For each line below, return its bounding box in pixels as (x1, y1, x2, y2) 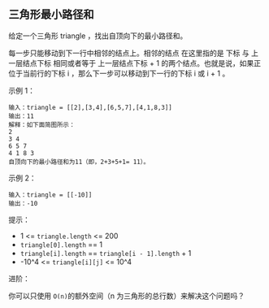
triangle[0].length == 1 (20, 239, 103, 249)
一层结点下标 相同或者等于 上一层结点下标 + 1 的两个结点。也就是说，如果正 (8, 58, 262, 67)
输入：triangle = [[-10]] (8, 190, 93, 199)
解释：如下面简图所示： (8, 120, 76, 128)
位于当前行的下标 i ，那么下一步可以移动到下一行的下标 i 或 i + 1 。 (8, 68, 230, 78)
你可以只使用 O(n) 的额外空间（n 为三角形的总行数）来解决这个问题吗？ (8, 291, 245, 301)
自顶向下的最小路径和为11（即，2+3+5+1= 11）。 (8, 158, 150, 166)
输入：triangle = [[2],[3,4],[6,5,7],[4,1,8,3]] (8, 103, 173, 111)
